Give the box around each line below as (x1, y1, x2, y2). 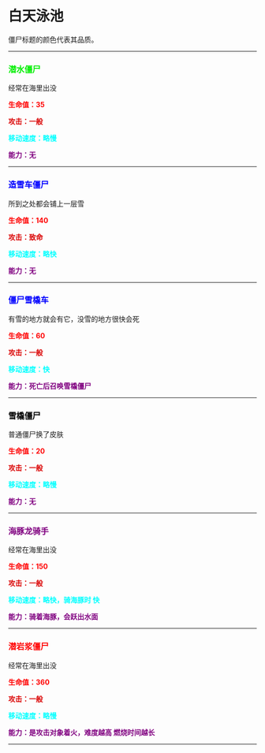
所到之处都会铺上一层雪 (8, 199, 84, 208)
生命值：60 (8, 330, 46, 340)
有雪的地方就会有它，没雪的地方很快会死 (8, 314, 140, 323)
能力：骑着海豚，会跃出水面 (8, 612, 99, 621)
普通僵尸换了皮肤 (8, 430, 64, 439)
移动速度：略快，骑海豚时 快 (8, 595, 100, 605)
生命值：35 (8, 100, 45, 110)
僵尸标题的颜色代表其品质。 (8, 35, 99, 44)
